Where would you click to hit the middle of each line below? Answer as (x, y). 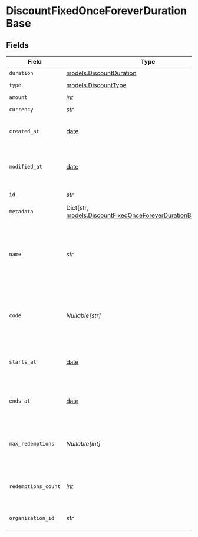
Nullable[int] (84, 444)
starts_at (23, 362)
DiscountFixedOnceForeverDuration (97, 11)
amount (18, 97)
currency (21, 109)
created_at (24, 131)
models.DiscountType (96, 85)
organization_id (32, 518)
